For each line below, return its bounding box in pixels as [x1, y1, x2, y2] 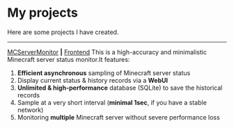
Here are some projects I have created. [7, 28, 119, 36]
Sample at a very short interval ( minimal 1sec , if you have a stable [17, 98, 207, 106]
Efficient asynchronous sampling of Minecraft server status [17, 68, 191, 77]
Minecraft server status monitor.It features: [7, 55, 130, 63]
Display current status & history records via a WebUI [17, 76, 169, 84]
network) [17, 106, 44, 114]
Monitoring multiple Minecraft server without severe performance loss [17, 113, 221, 121]
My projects [7, 5, 78, 21]
